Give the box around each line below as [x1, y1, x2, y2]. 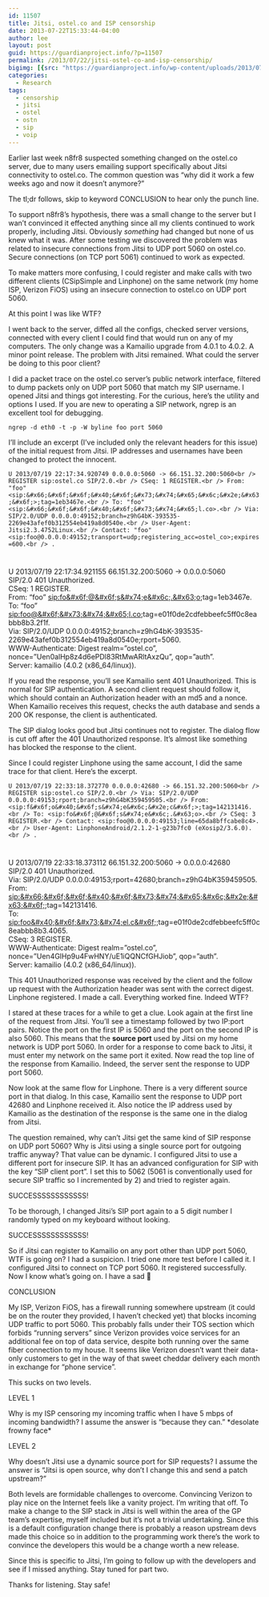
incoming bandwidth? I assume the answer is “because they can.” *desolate [8, 1418, 259, 1426]
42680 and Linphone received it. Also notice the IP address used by [8, 1100, 233, 1110]
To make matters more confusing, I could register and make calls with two [8, 268, 252, 277]
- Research [15, 79, 52, 87]
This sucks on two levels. [8, 1377, 92, 1387]
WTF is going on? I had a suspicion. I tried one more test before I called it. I [8, 1255, 255, 1264]
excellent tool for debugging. [8, 408, 104, 417]
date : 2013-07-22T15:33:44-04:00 [8, 26, 120, 34]
